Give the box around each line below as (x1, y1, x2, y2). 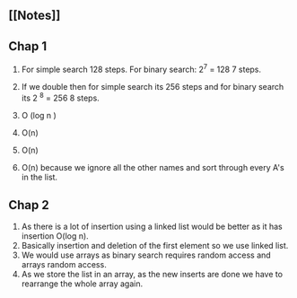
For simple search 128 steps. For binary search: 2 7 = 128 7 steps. (21, 63, 262, 74)
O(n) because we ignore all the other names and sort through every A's (21, 162, 284, 172)
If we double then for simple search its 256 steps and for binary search (21, 81, 284, 92)
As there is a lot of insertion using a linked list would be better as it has (21, 221, 284, 232)
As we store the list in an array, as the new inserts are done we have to (21, 269, 284, 280)
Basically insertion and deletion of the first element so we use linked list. (21, 241, 289, 251)
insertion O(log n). (21, 231, 89, 241)
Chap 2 (8, 197, 50, 213)
